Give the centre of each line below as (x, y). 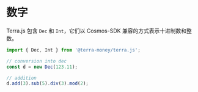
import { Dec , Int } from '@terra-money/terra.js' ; (73, 50)
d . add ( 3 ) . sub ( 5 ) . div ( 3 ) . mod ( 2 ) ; (48, 83)
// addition (21, 78)
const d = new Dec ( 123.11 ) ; (42, 67)
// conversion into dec (37, 61)
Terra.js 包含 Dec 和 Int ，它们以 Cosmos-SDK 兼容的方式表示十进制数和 (97, 31)
